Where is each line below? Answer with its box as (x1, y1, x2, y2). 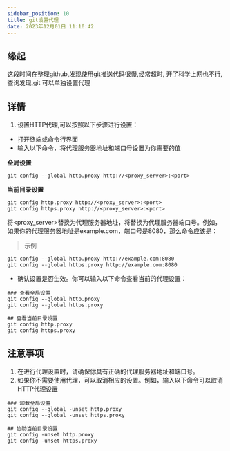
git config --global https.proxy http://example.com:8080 (7, 261, 178, 268)
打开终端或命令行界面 (17, 136, 78, 143)
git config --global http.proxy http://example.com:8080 (7, 255, 175, 262)
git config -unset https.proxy (7, 437, 97, 444)
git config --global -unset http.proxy (7, 405, 122, 412)
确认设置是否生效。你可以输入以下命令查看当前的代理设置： (17, 275, 187, 282)
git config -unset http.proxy (7, 431, 95, 438)
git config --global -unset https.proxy (7, 412, 126, 418)
